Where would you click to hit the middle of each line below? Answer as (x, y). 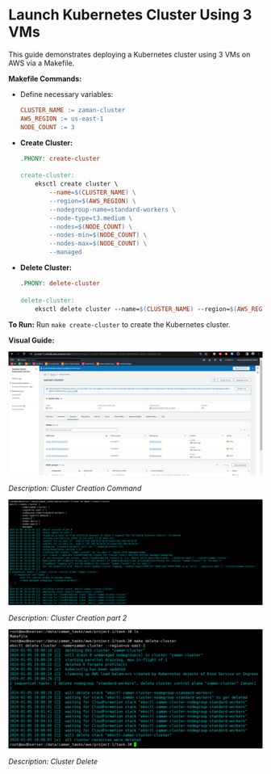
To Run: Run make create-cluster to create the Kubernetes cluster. (120, 324)
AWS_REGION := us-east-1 (62, 119)
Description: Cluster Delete (53, 761)
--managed (66, 252)
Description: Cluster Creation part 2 (68, 618)
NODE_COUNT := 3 (47, 127)
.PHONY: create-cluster (60, 158)
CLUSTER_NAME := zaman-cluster (73, 110)
